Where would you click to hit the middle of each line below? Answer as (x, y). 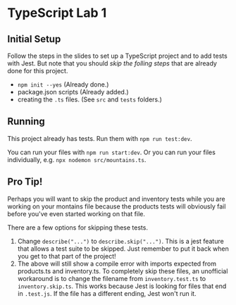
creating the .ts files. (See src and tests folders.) (89, 99)
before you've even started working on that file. (76, 213)
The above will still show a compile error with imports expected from (117, 263)
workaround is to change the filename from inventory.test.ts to (112, 278)
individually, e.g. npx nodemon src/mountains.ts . (77, 159)
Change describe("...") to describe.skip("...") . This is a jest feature (120, 241)
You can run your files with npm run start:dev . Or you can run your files (112, 152)
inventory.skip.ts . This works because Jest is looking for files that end (122, 286)
